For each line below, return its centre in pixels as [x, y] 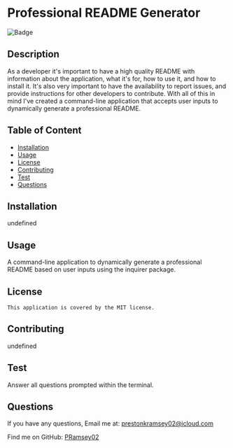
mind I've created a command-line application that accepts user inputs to [113, 101]
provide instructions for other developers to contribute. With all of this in [111, 93]
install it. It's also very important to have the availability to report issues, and [117, 86]
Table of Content [44, 131]
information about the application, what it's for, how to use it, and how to [112, 78]
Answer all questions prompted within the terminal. [80, 385]
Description [33, 54]
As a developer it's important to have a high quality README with [101, 71]
